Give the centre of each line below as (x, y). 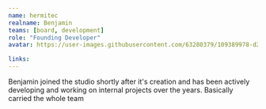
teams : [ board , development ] (56, 30)
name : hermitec (33, 15)
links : (19, 59)
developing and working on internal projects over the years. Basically (121, 90)
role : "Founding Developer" (55, 38)
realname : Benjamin (40, 23)
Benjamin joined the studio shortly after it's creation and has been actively (129, 81)
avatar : (21, 45)
